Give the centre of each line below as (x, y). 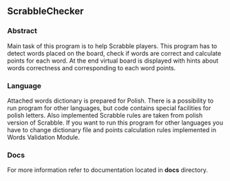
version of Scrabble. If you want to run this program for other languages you (115, 123)
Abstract (22, 31)
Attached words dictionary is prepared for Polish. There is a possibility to (111, 100)
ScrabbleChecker (45, 11)
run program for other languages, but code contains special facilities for (109, 108)
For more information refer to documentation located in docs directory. (107, 170)
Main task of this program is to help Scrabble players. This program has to (112, 46)
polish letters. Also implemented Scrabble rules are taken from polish (105, 115)
